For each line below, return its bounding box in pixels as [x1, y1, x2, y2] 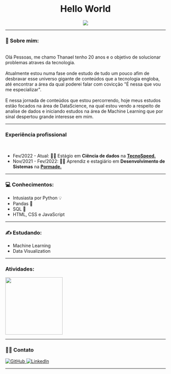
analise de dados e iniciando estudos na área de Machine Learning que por [5, 108, 163, 115]
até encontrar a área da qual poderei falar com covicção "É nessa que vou [5, 81, 161, 87]
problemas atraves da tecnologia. [5, 60, 75, 66]
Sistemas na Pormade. [12, 164, 62, 170]
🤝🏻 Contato [5, 346, 34, 354]
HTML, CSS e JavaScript [12, 211, 65, 217]
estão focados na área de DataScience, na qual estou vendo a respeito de [5, 103, 160, 109]
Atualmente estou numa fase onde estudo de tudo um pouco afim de [5, 70, 150, 76]
